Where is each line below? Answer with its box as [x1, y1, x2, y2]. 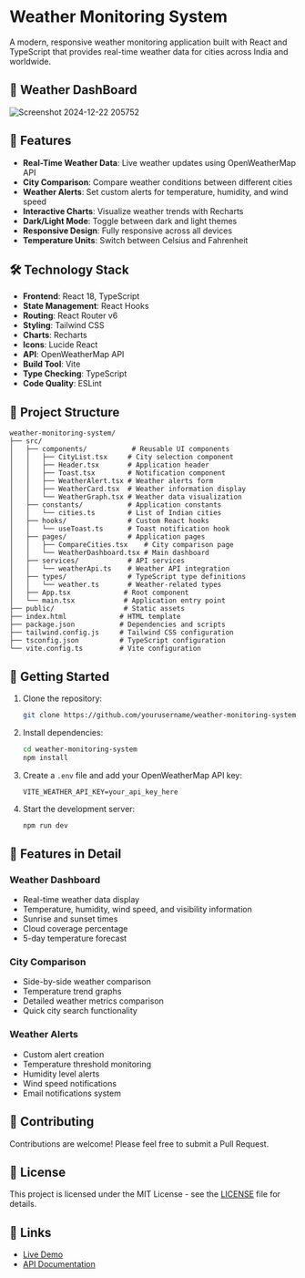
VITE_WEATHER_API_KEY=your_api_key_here [22, 787, 178, 797]
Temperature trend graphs [22, 986, 122, 997]
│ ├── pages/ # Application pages [9, 532, 206, 541]
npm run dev [22, 820, 68, 830]
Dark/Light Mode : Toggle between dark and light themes [22, 215, 238, 226]
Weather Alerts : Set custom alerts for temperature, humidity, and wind [22, 186, 289, 197]
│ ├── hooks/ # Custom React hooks [9, 517, 209, 526]
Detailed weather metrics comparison [22, 995, 164, 1006]
